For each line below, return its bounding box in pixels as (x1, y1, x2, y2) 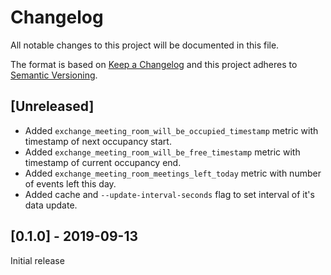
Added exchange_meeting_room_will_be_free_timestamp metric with (24, 146, 301, 158)
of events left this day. (24, 177, 117, 190)
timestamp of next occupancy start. (24, 135, 172, 147)
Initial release (10, 254, 65, 266)
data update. (24, 199, 78, 211)
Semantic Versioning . (10, 69, 98, 81)
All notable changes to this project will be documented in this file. (10, 39, 280, 51)
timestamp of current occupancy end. (24, 156, 182, 168)
